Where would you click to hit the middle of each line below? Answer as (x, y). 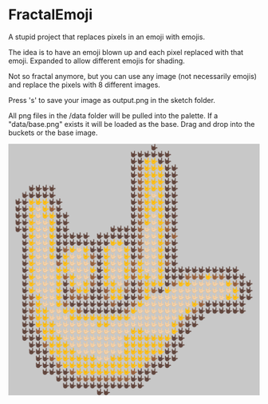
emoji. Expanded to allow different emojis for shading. (97, 61)
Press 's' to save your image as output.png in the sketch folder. (112, 100)
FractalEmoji (51, 15)
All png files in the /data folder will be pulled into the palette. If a (113, 115)
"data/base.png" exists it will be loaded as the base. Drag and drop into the (132, 124)
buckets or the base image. (53, 133)
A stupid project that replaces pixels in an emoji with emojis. (107, 37)
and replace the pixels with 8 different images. (85, 85)
